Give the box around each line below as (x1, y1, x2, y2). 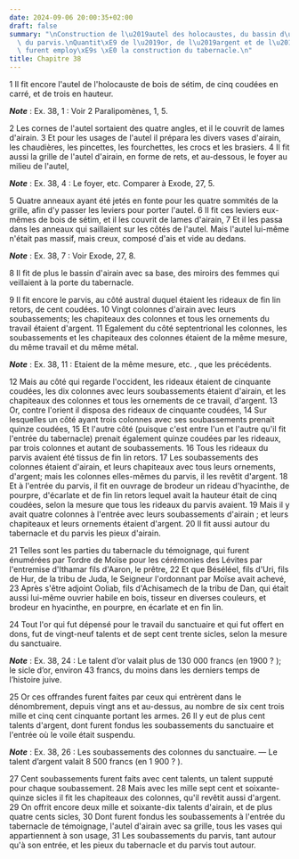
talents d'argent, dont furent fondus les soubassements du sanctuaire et (9, 720, 274, 731)
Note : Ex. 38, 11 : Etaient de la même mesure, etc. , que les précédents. (9, 359, 272, 370)
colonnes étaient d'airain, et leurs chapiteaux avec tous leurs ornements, (9, 462, 276, 472)
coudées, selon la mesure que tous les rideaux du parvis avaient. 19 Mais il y (9, 500, 290, 510)
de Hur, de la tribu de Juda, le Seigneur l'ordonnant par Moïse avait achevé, (9, 574, 287, 584)
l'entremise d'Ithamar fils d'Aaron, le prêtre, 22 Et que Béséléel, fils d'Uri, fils (9, 564, 289, 575)
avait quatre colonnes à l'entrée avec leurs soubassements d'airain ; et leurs (9, 509, 289, 519)
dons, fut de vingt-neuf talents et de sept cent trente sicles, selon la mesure (9, 629, 287, 639)
